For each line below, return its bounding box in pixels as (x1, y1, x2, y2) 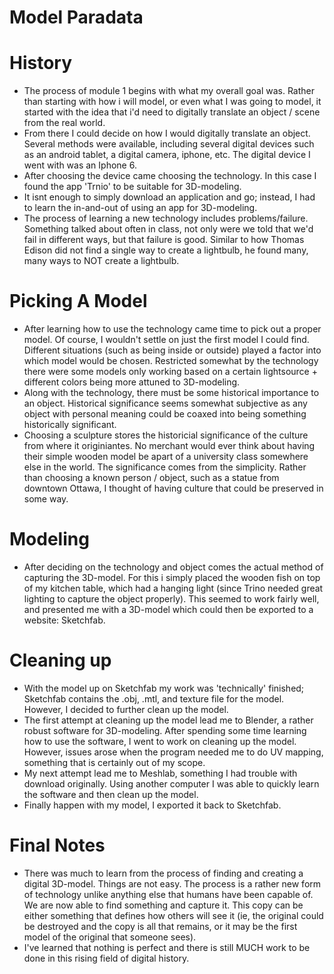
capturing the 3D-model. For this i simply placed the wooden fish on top (23, 572, 321, 583)
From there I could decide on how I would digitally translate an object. (23, 127, 311, 140)
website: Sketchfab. (23, 614, 106, 626)
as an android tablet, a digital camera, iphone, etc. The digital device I (23, 149, 311, 161)
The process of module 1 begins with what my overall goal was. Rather (23, 85, 315, 97)
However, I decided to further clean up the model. (23, 703, 229, 715)
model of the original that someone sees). (23, 931, 197, 943)
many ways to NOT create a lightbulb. (23, 255, 180, 267)
